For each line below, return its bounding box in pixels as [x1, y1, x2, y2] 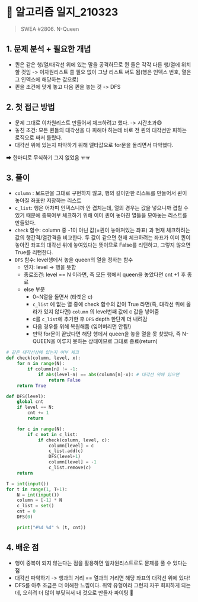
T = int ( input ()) [6, 481, 49, 486]
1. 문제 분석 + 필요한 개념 [6, 44, 91, 54]
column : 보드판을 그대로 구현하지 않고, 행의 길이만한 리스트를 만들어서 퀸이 [14, 190, 187, 197]
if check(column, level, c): [37, 437, 110, 443]
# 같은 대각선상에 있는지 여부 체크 [6, 350, 79, 356]
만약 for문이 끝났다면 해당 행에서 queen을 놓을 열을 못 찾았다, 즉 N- [32, 330, 189, 338]
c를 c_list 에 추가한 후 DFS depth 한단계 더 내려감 [32, 315, 148, 323]
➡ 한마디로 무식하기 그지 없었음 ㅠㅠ [6, 153, 91, 161]
